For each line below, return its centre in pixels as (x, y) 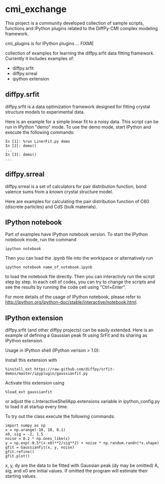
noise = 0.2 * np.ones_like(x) (38, 439)
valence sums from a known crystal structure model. (59, 192)
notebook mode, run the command (41, 240)
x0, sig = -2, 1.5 (24, 434)
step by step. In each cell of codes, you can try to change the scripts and (80, 282)
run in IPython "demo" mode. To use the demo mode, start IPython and (78, 127)
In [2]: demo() (21, 146)
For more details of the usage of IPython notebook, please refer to (73, 297)
